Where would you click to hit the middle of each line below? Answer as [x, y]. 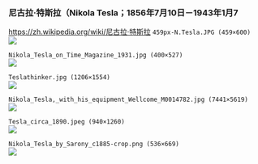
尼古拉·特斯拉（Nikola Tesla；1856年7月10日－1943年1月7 [123, 12]
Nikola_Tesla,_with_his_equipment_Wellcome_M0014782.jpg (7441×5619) [129, 100]
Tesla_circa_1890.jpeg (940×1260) [67, 122]
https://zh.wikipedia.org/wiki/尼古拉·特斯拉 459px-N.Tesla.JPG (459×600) [130, 32]
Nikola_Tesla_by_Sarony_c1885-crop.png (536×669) [94, 144]
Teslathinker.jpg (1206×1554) [60, 78]
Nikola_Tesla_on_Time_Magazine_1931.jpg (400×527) [96, 55]
